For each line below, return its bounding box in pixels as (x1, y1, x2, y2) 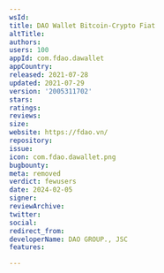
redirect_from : (9, 226, 65, 235)
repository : (9, 136, 53, 145)
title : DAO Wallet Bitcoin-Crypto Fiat (9, 21, 156, 30)
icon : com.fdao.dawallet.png (9, 152, 116, 162)
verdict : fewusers (9, 178, 77, 186)
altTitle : (9, 29, 46, 38)
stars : (9, 95, 34, 104)
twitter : (9, 209, 41, 219)
